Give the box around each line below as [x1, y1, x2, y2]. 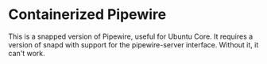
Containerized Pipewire [8, 6, 167, 24]
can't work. [8, 48, 45, 58]
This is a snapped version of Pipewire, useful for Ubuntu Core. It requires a [8, 32, 253, 41]
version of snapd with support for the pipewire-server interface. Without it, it [8, 40, 259, 49]
